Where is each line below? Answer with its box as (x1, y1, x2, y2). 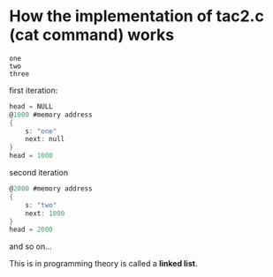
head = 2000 (9, 225, 53, 235)
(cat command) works (9, 25, 175, 45)
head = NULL (9, 101, 53, 111)
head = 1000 (9, 152, 53, 161)
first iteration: (9, 85, 58, 95)
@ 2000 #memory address (9, 184, 93, 193)
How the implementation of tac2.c (9, 6, 265, 26)
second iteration (9, 168, 69, 178)
